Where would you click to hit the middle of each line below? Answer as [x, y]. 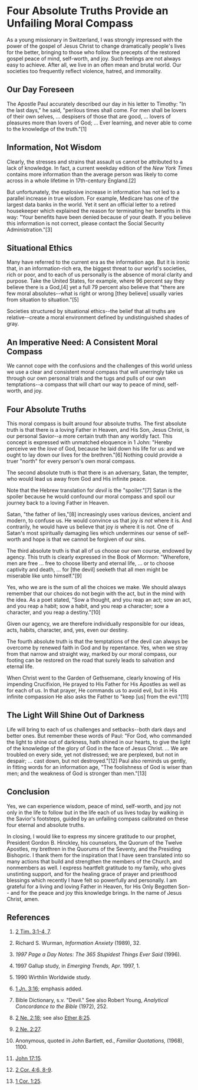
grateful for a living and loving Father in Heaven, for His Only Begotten [92, 887]
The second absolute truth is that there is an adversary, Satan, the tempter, [98, 472]
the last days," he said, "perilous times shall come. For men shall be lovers [97, 110]
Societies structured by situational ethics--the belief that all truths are [91, 311]
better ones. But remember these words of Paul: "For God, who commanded [99, 736]
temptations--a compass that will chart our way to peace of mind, [86, 385]
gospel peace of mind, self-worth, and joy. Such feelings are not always [94, 58]
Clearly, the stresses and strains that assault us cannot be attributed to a [95, 162]
